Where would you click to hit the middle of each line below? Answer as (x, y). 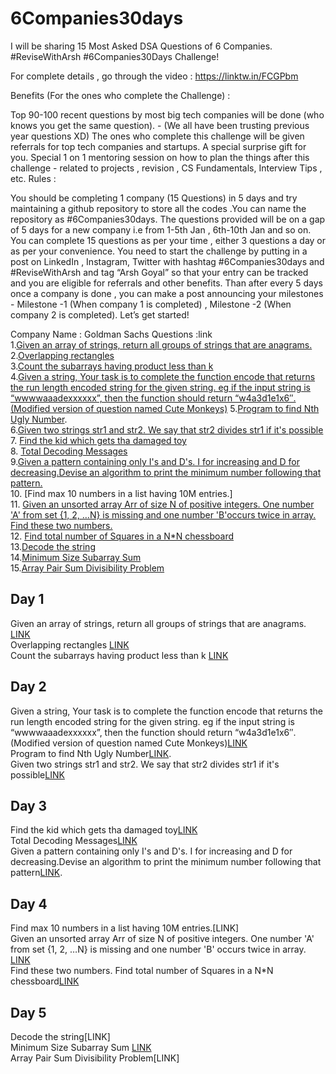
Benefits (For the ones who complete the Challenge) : (120, 95)
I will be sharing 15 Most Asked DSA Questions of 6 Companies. (141, 46)
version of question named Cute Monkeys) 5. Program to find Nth (186, 408)
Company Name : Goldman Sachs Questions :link (111, 334)
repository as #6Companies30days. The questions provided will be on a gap (168, 219)
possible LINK (37, 774)
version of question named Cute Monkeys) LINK (150, 743)
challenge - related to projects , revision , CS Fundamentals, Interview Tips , (166, 168)
